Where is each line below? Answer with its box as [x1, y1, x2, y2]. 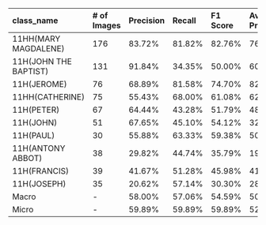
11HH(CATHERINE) [12, 92, 85, 102]
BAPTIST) [12, 66, 49, 77]
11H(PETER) [12, 104, 60, 115]
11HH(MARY [12, 33, 61, 44]
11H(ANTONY [12, 143, 66, 153]
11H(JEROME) [12, 79, 67, 89]
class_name [12, 15, 59, 26]
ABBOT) [12, 153, 43, 163]
